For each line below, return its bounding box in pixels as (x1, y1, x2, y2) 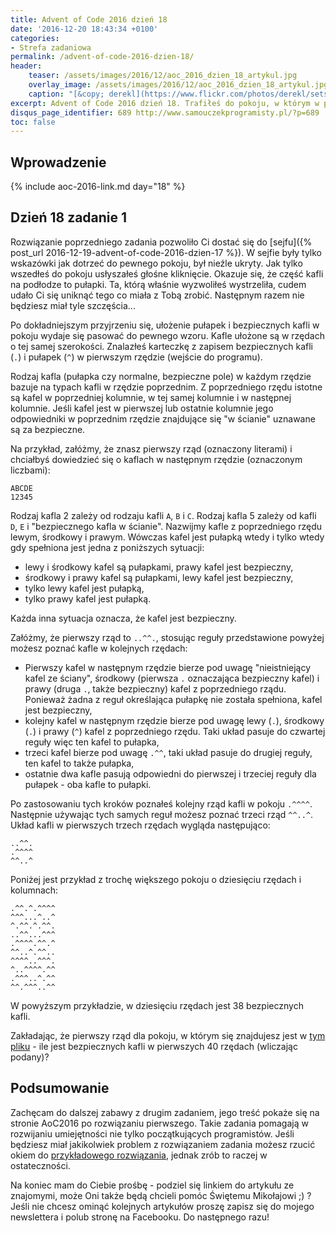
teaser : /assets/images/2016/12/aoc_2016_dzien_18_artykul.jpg (28, 71, 298, 81)
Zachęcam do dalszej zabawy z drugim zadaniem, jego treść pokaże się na (10, 1106, 320, 1118)
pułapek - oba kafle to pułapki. (24, 778, 152, 790)
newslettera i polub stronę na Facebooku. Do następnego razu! (10, 1211, 270, 1223)
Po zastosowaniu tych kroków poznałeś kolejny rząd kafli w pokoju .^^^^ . (10, 797, 313, 810)
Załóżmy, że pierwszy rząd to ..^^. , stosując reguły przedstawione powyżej (10, 631, 325, 643)
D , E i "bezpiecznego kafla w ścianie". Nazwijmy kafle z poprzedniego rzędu (10, 520, 323, 532)
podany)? (10, 1051, 50, 1063)
